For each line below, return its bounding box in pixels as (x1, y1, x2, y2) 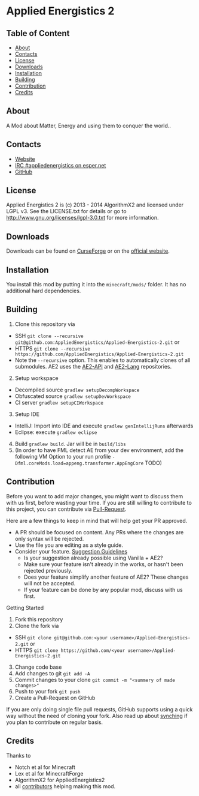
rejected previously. (23, 567, 73, 574)
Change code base (14, 663, 62, 671)
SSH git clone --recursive (14, 332, 84, 339)
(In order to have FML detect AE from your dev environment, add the (14, 446, 184, 454)
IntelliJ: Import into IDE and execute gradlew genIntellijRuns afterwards (14, 422, 194, 429)
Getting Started (6, 604, 44, 611)
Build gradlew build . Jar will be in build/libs (14, 440, 127, 447)
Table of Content (6, 28, 70, 38)
